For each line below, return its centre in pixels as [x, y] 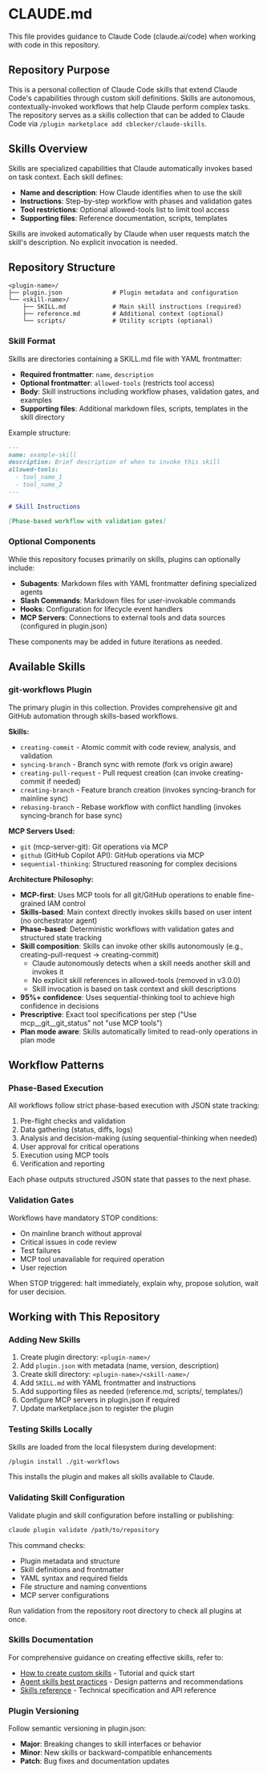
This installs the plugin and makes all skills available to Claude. [111, 1477]
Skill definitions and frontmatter [72, 1569]
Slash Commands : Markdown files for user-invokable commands [128, 600]
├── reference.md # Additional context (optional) [123, 314]
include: [22, 567]
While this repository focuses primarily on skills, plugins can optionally [124, 559]
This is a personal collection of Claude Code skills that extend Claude [123, 89]
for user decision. [37, 1292]
